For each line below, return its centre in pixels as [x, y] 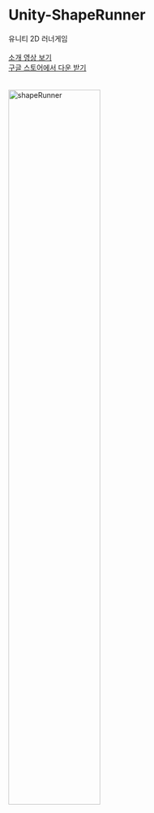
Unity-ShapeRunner [77, 15]
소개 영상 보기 [30, 57]
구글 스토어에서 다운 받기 [47, 68]
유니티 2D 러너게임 [38, 38]
